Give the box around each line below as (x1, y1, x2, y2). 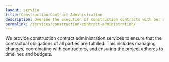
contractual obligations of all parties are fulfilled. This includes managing (5, 41, 156, 47)
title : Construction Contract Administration (5, 12, 102, 17)
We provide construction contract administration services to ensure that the (5, 35, 162, 41)
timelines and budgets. (5, 51, 53, 57)
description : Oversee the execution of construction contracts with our (5, 17, 161, 22)
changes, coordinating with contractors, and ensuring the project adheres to (5, 46, 163, 52)
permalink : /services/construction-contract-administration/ (5, 21, 136, 27)
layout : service (5, 7, 39, 13)
